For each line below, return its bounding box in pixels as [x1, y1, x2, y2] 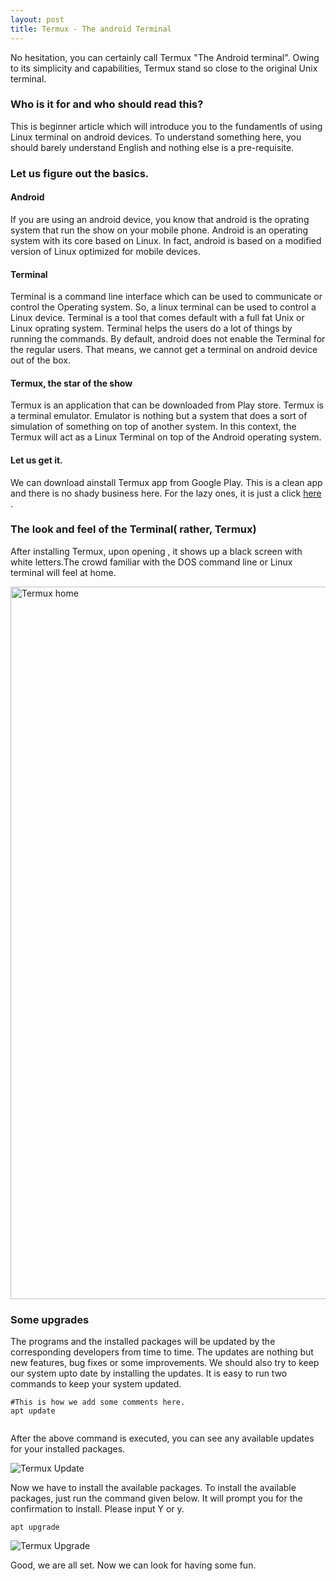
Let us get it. [10, 454, 63, 466]
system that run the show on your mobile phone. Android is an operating [10, 224, 309, 236]
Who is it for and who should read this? [10, 97, 204, 111]
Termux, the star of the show [10, 377, 133, 389]
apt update [10, 1406, 56, 1416]
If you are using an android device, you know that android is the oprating [10, 213, 310, 225]
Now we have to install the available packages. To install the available [10, 1482, 297, 1494]
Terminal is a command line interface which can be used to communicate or [10, 291, 323, 303]
